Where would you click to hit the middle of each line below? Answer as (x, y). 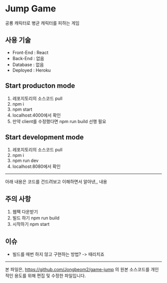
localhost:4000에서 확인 (37, 115)
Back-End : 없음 (28, 58)
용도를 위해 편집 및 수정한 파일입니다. (50, 276)
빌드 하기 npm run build (36, 218)
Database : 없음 (28, 65)
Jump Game (31, 9)
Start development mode (44, 137)
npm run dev (25, 161)
